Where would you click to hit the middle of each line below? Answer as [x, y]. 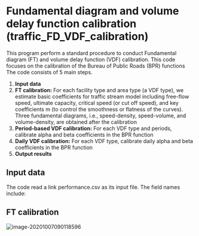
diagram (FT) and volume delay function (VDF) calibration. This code [91, 59]
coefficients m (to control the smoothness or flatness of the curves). [99, 109]
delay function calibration [71, 24]
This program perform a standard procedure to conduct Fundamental [91, 53]
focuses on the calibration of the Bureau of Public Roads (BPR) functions [96, 66]
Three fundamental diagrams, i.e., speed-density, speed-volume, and [100, 116]
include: [16, 193]
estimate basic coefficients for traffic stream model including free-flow [102, 96]
